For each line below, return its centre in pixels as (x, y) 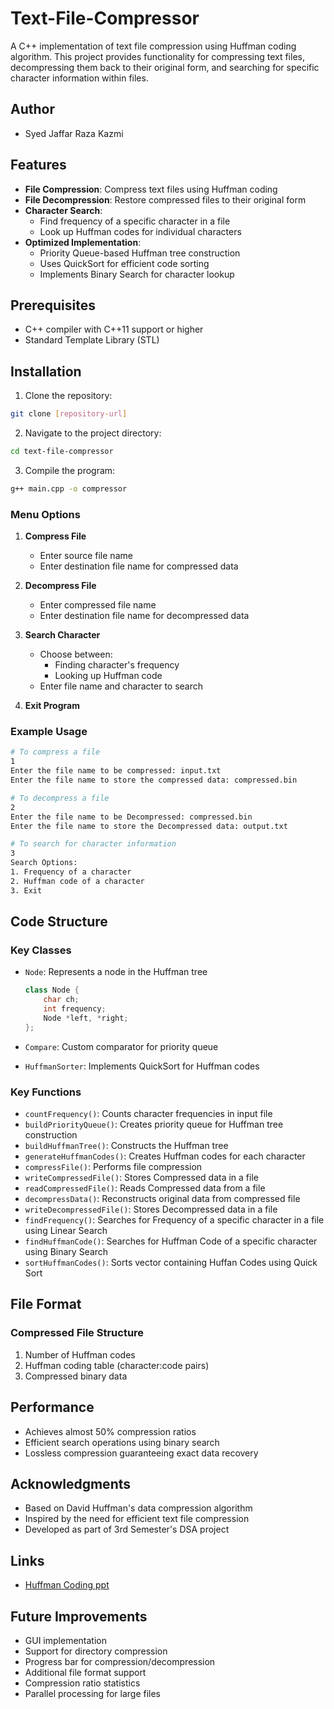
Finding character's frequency (117, 665)
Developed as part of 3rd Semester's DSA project (127, 1529)
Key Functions (46, 1092)
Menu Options (45, 514)
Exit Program (52, 706)
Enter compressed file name (98, 605)
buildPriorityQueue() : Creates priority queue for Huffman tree (154, 1124)
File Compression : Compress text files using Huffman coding (151, 189)
